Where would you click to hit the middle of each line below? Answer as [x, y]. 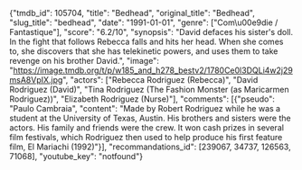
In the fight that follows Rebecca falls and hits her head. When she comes [146, 41]
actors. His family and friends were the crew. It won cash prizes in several [147, 128]
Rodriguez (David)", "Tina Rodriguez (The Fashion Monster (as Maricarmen [149, 89]
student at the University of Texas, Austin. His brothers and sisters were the [150, 118]
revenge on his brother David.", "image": [85, 61]
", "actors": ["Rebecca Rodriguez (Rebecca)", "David [160, 80]
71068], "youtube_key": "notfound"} [76, 156]
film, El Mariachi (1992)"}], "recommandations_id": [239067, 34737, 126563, [150, 147]
